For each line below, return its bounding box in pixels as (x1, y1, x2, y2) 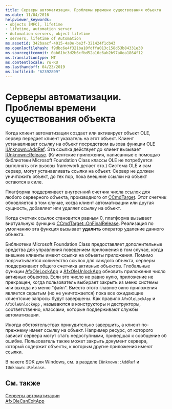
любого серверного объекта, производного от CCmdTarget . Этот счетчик (5, 194, 167, 200)
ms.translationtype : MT (5, 55, 56, 60)
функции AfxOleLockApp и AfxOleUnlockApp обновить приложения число (5, 268, 166, 274)
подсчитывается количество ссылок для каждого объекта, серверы (5, 257, 155, 263)
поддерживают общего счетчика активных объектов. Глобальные (5, 263, 150, 269)
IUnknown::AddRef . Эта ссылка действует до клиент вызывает (5, 146, 141, 152)
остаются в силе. (5, 178, 43, 185)
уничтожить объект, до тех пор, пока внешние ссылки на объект (5, 173, 147, 179)
